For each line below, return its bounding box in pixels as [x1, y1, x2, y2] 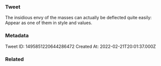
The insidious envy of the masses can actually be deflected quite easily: [5, 15, 152, 21]
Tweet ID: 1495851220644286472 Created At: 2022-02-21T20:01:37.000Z [5, 43, 157, 49]
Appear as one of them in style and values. [5, 20, 92, 26]
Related [5, 56, 24, 63]
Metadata [5, 32, 29, 39]
